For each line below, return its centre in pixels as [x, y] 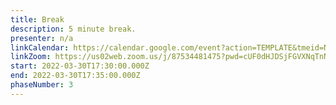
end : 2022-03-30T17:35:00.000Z [75, 76]
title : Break [37, 19]
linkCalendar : [40, 47]
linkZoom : [31, 57]
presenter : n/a [42, 38]
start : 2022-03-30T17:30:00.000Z [80, 66]
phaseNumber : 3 [42, 85]
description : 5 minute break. [73, 29]
